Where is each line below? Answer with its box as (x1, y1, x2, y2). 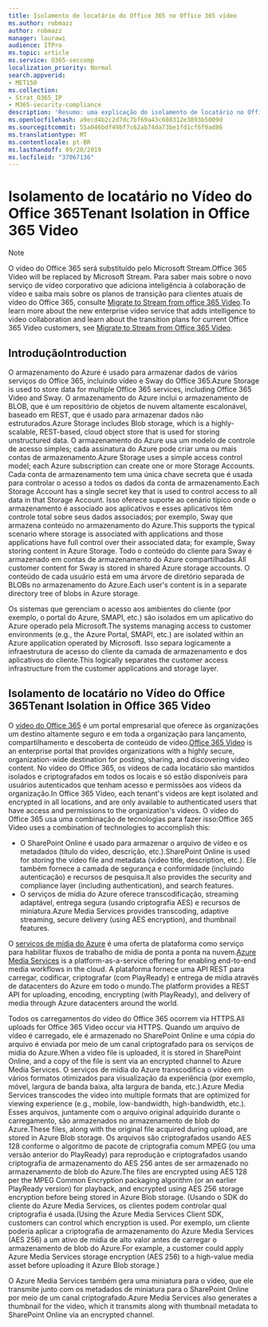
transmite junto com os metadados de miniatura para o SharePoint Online (8, 1284, 249, 1293)
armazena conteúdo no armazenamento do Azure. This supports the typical (8, 521, 255, 530)
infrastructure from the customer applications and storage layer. (8, 663, 219, 673)
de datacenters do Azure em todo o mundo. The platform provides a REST (8, 981, 250, 991)
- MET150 (8, 78, 37, 86)
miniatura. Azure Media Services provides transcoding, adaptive (19, 906, 229, 916)
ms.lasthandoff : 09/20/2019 (8, 146, 102, 154)
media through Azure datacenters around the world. (8, 998, 179, 1008)
